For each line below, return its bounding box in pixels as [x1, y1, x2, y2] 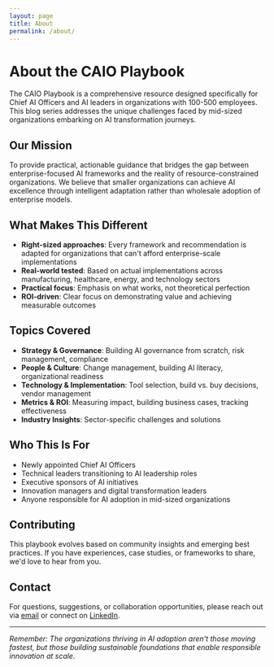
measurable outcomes [20, 300, 97, 310]
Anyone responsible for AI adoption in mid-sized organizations [20, 494, 231, 504]
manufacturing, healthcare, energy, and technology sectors [20, 274, 220, 284]
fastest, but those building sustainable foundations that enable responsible [9, 643, 261, 652]
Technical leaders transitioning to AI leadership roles [20, 469, 198, 478]
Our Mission [9, 138, 72, 152]
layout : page [9, 11, 54, 20]
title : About [9, 20, 54, 28]
